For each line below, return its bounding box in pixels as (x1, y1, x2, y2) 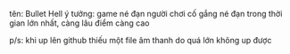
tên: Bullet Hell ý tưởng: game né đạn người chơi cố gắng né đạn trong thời (9, 9, 283, 19)
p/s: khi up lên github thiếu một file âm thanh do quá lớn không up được (9, 35, 272, 45)
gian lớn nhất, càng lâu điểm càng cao (9, 18, 150, 28)
